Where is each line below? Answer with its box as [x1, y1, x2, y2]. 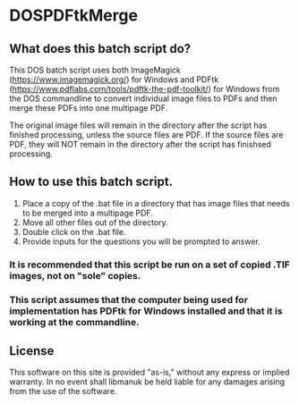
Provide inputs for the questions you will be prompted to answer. [21, 236, 261, 247]
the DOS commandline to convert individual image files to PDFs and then [9, 93, 278, 104]
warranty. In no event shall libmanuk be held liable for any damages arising [9, 376, 285, 387]
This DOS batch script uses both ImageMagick [9, 64, 181, 75]
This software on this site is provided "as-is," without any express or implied [9, 367, 290, 378]
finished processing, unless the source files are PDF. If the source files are [9, 130, 284, 139]
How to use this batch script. [9, 174, 173, 189]
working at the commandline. [9, 316, 140, 328]
